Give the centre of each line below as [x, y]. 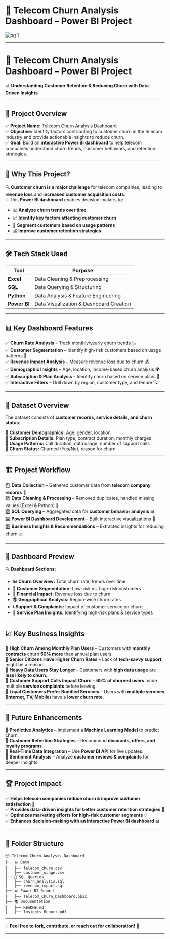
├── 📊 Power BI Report [30, 891]
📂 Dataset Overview [37, 405]
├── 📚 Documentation [28, 901]
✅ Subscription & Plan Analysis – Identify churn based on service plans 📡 [83, 377]
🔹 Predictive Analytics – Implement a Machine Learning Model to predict [82, 730]
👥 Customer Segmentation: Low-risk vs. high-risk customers [77, 588]
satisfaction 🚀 [20, 804]
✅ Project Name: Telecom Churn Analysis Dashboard [61, 126]
